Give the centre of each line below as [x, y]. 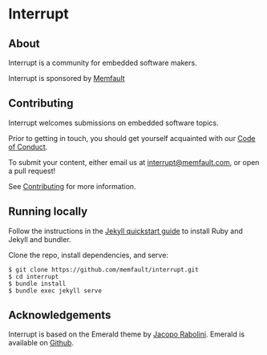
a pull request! [32, 171]
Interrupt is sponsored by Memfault [67, 78]
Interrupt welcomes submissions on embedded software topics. [113, 123]
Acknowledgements [60, 315]
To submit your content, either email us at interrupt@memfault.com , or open [134, 162]
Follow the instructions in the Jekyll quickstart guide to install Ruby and [125, 231]
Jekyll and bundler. [40, 239]
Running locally [48, 212]
